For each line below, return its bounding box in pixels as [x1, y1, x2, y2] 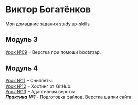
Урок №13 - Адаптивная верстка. [5, 88, 77, 94]
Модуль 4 [5, 64, 38, 73]
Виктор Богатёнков [5, 4, 91, 15]
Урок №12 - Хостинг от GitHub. [5, 83, 72, 89]
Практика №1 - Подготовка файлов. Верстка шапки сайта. [5, 94, 133, 100]
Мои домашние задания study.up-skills [5, 20, 90, 27]
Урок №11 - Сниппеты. [5, 77, 53, 83]
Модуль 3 [5, 35, 38, 44]
